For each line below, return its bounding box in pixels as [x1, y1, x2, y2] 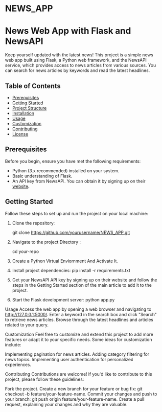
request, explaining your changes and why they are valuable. [5, 401, 128, 407]
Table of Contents [5, 82, 61, 90]
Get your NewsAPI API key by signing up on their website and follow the [12, 277, 158, 283]
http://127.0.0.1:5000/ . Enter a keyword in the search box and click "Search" [5, 311, 157, 317]
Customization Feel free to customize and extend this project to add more [5, 331, 153, 337]
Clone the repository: [12, 220, 55, 226]
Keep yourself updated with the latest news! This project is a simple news [5, 52, 153, 58]
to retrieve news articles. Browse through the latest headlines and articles [5, 317, 153, 322]
